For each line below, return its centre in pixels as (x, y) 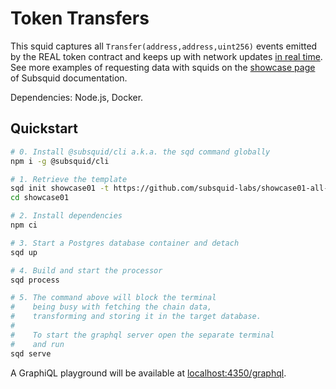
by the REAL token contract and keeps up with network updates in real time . (166, 56)
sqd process (35, 280)
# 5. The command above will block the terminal (113, 298)
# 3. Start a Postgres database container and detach (125, 243)
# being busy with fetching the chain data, (111, 307)
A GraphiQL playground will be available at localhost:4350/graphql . (148, 373)
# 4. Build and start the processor (86, 270)
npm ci (24, 225)
